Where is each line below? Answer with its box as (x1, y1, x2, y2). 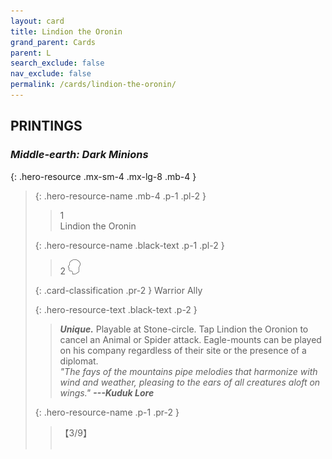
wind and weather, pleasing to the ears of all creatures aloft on (59, 376, 321, 388)
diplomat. (59, 355, 99, 367)
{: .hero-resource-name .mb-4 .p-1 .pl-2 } (34, 190, 207, 202)
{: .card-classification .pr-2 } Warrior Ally (34, 284, 203, 296)
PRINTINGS (10, 118, 83, 135)
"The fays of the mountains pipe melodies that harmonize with (59, 365, 318, 377)
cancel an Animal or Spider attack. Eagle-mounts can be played (59, 333, 322, 345)
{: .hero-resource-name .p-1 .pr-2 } (34, 406, 180, 418)
